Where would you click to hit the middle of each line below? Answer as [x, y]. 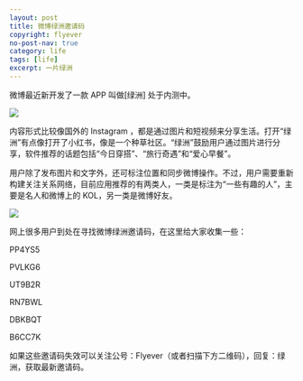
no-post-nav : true [44, 43]
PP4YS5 [25, 249]
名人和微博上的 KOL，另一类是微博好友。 [101, 195]
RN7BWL [26, 302]
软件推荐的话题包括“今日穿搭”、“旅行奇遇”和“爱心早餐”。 [130, 153]
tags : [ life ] [34, 60]
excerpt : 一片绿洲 [41, 69]
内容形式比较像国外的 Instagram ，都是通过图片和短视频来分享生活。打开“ [147, 131]
